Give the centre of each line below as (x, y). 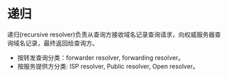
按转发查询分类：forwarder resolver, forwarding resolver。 (101, 57)
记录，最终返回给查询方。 (62, 43)
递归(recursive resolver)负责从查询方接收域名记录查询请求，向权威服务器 (111, 34)
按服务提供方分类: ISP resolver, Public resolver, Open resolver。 (108, 66)
